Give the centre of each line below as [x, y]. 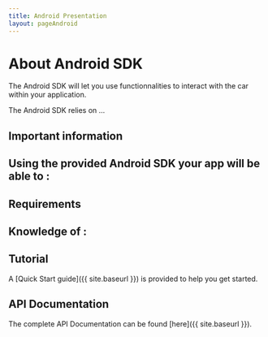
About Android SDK [76, 64]
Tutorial [28, 259]
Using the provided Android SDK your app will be [134, 164]
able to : [29, 177]
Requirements [45, 204]
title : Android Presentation [58, 16]
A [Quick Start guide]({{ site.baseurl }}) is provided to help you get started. [133, 279]
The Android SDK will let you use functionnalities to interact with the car [129, 86]
